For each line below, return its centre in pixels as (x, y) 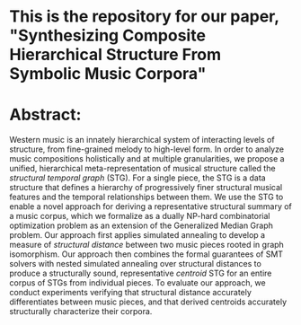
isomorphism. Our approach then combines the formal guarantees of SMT (146, 254)
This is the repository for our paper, (144, 17)
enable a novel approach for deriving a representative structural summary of (150, 206)
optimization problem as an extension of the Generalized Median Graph (142, 225)
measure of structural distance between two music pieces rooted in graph (147, 245)
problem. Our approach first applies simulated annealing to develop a (137, 235)
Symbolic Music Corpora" (108, 74)
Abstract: (45, 115)
